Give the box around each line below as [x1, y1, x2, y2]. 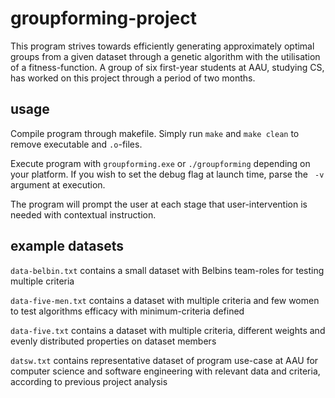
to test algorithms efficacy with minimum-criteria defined [10, 305, 245, 317]
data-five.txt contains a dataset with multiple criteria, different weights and [10, 324, 326, 336]
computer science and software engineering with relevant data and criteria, [10, 365, 321, 377]
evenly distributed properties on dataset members [10, 335, 217, 347]
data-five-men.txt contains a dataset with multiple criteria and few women [10, 294, 320, 306]
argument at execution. [10, 178, 106, 191]
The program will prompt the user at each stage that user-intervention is [10, 198, 308, 210]
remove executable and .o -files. [10, 138, 143, 150]
